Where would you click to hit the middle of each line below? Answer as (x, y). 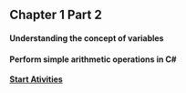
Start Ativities (36, 79)
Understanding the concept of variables (87, 38)
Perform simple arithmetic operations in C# (93, 59)
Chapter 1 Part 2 (56, 15)
